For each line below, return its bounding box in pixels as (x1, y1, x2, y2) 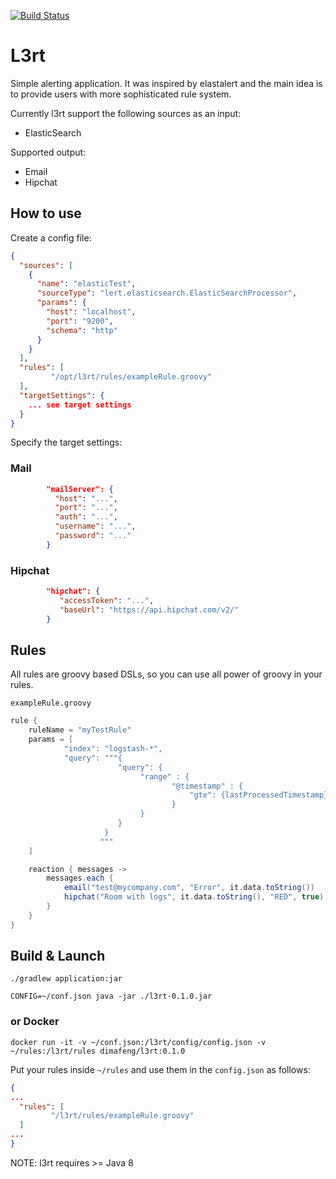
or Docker (10, 1015, 60, 1029)
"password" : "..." (54, 531, 132, 541)
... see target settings (28, 400, 132, 410)
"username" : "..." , (54, 521, 137, 532)
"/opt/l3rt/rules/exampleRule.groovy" (50, 372, 213, 382)
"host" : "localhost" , (46, 307, 137, 317)
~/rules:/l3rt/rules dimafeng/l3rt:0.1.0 (10, 1046, 186, 1056)
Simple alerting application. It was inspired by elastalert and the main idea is (10, 77, 323, 89)
